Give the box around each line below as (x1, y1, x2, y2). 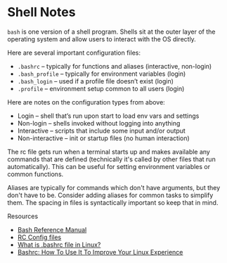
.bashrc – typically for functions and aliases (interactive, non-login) (17, 62, 212, 70)
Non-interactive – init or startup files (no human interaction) (17, 134, 190, 142)
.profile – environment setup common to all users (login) (17, 84, 185, 93)
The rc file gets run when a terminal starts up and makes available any (7, 147, 211, 156)
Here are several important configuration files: (7, 48, 141, 57)
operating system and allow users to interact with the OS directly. (7, 34, 197, 43)
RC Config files (17, 233, 62, 241)
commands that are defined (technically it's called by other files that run (7, 155, 216, 163)
